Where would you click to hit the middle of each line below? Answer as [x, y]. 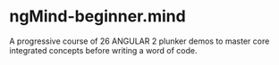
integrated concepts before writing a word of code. [103, 50]
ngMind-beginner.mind [97, 16]
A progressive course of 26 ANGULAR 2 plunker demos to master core [139, 41]
